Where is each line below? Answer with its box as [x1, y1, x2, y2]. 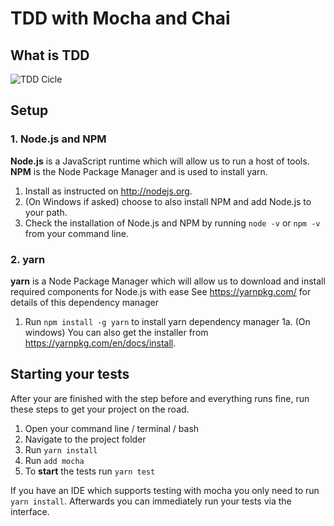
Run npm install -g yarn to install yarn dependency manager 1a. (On [24, 315, 311, 327]
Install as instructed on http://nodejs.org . [24, 185, 193, 197]
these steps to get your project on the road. [10, 403, 190, 415]
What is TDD [10, 47, 90, 64]
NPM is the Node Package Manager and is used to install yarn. [10, 165, 268, 177]
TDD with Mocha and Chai [10, 7, 231, 30]
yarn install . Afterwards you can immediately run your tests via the [10, 495, 292, 507]
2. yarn [10, 252, 46, 266]
